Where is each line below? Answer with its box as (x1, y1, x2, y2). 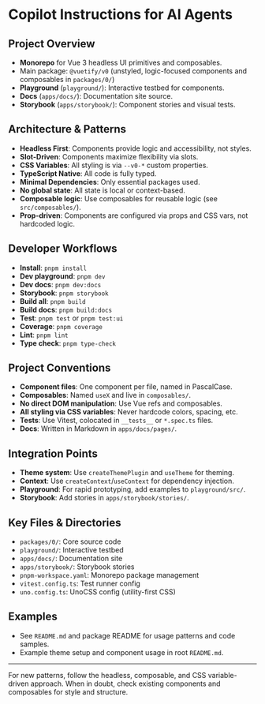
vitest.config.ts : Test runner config (19, 579, 140, 589)
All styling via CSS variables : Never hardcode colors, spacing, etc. (19, 407, 238, 417)
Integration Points (8, 447, 99, 460)
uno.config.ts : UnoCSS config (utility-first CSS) (19, 587, 176, 597)
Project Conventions (8, 361, 111, 375)
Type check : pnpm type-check (19, 338, 117, 348)
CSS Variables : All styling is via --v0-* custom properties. (19, 160, 209, 170)
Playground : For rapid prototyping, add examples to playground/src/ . (19, 485, 246, 494)
